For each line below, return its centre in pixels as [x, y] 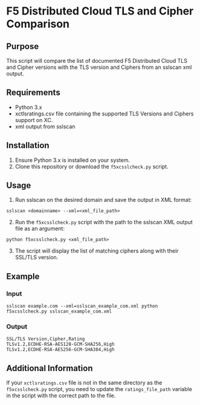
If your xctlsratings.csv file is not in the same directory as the [84, 383]
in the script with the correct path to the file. [61, 396]
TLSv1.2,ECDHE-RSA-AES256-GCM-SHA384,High [60, 350]
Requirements [33, 93]
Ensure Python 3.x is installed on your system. [73, 160]
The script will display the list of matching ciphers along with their [97, 251]
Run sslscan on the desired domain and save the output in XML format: [103, 200]
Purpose [23, 46]
